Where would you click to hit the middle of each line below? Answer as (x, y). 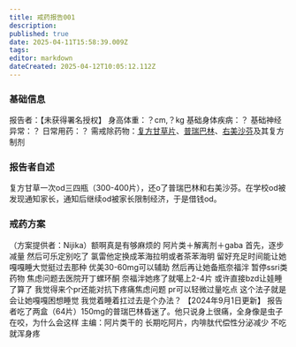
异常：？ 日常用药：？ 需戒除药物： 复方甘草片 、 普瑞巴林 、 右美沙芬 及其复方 (147, 131)
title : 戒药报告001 (42, 17)
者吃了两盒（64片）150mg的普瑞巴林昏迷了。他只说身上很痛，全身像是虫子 (146, 311)
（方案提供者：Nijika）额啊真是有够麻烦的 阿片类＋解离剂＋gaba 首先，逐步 (147, 245)
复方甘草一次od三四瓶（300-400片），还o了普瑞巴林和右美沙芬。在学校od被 (148, 188)
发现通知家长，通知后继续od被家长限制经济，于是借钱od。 (115, 199)
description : (33, 26)
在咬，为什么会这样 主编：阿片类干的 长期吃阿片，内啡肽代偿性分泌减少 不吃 (148, 322)
